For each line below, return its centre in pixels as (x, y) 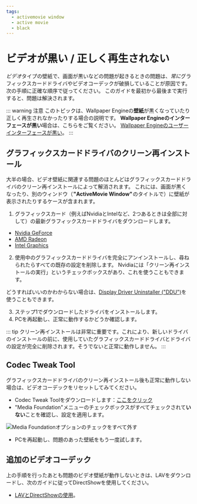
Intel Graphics (31, 245)
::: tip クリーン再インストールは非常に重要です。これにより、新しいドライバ (97, 332)
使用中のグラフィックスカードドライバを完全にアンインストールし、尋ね (102, 257)
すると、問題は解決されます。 (42, 98)
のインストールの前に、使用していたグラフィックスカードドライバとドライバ (98, 339)
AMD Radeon (31, 239)
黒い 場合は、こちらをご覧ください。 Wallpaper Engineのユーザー (110, 125)
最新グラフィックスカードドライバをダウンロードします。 (104, 221)
